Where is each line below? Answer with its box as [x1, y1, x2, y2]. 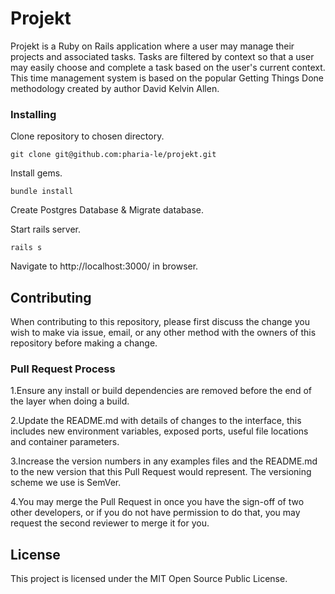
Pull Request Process [10, 362, 116, 376]
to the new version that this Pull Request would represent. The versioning [10, 466, 312, 478]
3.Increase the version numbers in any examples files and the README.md [10, 455, 318, 467]
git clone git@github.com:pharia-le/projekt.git [10, 150, 217, 160]
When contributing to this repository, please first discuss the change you [10, 316, 310, 328]
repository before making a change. [10, 337, 158, 349]
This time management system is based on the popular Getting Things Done [10, 72, 325, 84]
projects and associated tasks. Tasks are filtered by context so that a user [10, 50, 315, 62]
